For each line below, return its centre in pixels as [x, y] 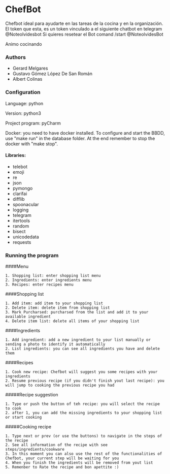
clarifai [20, 194]
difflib [19, 199]
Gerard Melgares [30, 68]
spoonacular [26, 204]
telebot [20, 167]
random [21, 226]
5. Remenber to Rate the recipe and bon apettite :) [62, 467]
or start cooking [24, 418]
